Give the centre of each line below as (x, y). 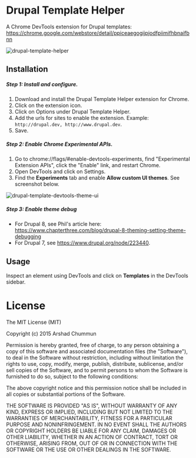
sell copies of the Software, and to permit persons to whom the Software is (97, 370)
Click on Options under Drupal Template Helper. (73, 112)
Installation (27, 69)
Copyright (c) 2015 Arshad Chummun (51, 333)
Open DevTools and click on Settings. (60, 171)
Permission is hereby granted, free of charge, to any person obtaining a (93, 345)
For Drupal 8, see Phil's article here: (58, 224)
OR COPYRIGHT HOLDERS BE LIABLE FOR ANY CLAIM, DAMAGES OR (91, 431)
